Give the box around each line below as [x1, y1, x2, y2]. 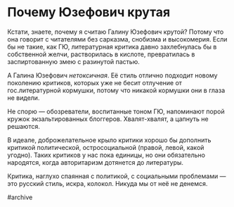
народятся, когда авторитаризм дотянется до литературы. [7, 158, 184, 166]
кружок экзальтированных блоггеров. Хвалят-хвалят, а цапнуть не [7, 114, 209, 123]
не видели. [7, 93, 40, 102]
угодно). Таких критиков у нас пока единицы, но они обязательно [7, 151, 206, 159]
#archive [7, 193, 33, 201]
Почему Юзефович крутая [7, 4, 171, 20]
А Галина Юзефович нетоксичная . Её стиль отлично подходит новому [7, 71, 218, 80]
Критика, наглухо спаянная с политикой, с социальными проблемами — [7, 172, 226, 180]
